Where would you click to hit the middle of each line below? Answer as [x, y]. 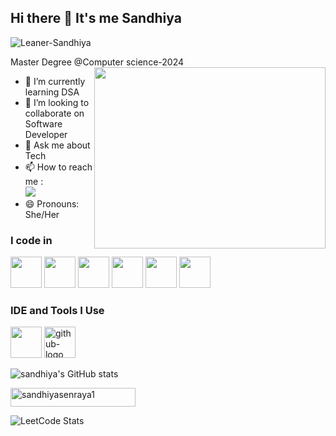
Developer [46, 134]
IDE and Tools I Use [57, 311]
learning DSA [52, 92]
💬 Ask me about [57, 145]
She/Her [42, 214]
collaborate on [54, 113]
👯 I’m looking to [57, 102]
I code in [31, 240]
